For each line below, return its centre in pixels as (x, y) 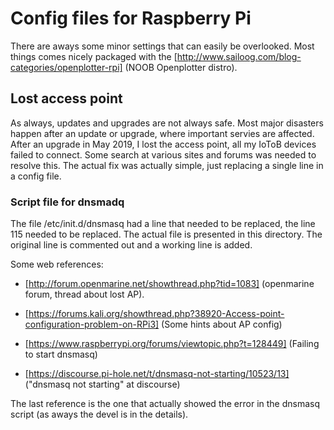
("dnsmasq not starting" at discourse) (102, 384)
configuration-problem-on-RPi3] (92, 324)
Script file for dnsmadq (67, 202)
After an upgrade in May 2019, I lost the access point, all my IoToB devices (163, 144)
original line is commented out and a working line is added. (131, 245)
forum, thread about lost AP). (84, 294)
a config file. (36, 176)
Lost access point (66, 98)
